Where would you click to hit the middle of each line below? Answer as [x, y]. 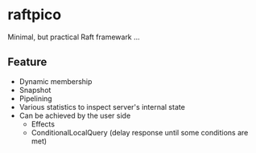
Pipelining [36, 99]
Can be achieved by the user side [75, 115]
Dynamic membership [56, 81]
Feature [27, 62]
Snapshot [35, 90]
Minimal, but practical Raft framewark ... [74, 37]
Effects [43, 124]
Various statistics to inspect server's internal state [102, 107]
